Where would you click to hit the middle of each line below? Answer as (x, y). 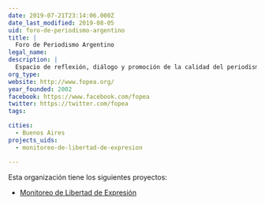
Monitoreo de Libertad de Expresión (78, 192)
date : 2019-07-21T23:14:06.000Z (61, 15)
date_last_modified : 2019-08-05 (61, 23)
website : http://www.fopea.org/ (61, 82)
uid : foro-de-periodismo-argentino (67, 30)
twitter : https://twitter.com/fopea (68, 104)
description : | (33, 60)
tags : (17, 112)
